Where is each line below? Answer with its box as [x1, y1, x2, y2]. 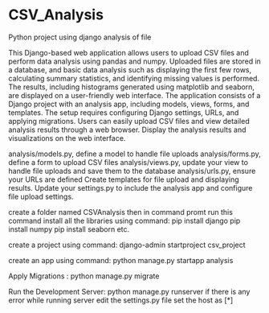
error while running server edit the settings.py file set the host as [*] [8, 295, 234, 305]
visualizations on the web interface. [8, 133, 126, 142]
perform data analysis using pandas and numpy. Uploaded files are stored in [8, 56, 261, 66]
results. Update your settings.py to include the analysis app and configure [8, 183, 253, 192]
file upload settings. [8, 192, 74, 201]
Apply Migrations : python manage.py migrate [8, 271, 160, 281]
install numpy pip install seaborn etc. [8, 224, 130, 234]
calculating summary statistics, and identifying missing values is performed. [8, 73, 259, 83]
